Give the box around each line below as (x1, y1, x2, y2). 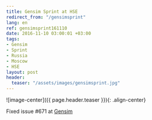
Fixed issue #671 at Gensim (6, 108, 73, 115)
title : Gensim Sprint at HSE (6, 8, 78, 15)
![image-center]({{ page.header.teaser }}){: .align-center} (6, 96, 146, 103)
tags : (6, 36, 20, 42)
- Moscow (6, 58, 28, 64)
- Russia (6, 53, 28, 59)
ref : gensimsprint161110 (6, 25, 67, 31)
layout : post (6, 69, 38, 75)
